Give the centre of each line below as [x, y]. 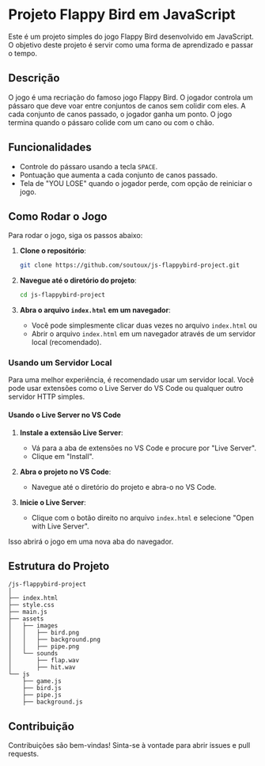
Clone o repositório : [53, 251]
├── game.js [42, 681]
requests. [24, 754]
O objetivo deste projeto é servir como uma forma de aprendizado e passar [131, 44]
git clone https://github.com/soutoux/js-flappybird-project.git [129, 265]
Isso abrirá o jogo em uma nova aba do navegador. [91, 541]
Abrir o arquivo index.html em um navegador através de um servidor [144, 334]
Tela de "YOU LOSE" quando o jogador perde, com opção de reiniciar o [136, 183]
